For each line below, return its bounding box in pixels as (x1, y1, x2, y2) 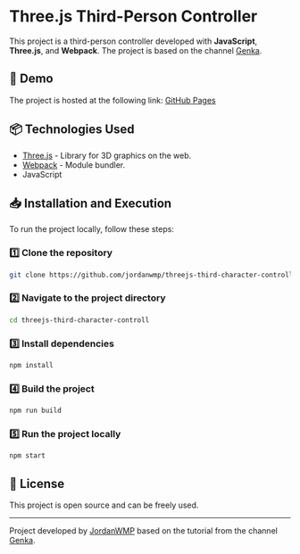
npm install (9, 361, 54, 370)
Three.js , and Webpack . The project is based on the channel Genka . (9, 45, 262, 55)
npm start (9, 451, 46, 460)
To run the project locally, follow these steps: (9, 224, 174, 235)
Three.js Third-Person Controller (9, 6, 258, 27)
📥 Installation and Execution (9, 195, 172, 211)
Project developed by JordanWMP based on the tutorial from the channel (9, 525, 279, 536)
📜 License (9, 475, 65, 492)
